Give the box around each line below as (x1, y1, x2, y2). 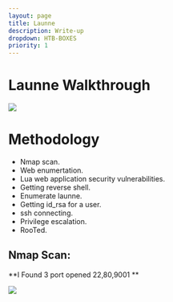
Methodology (8, 130, 100, 149)
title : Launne (8, 19, 56, 27)
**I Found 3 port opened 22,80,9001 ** (8, 270, 139, 280)
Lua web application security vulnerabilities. (19, 174, 166, 183)
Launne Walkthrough (8, 76, 151, 95)
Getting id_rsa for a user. (19, 200, 102, 209)
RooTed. (19, 226, 48, 235)
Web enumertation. (19, 165, 84, 175)
